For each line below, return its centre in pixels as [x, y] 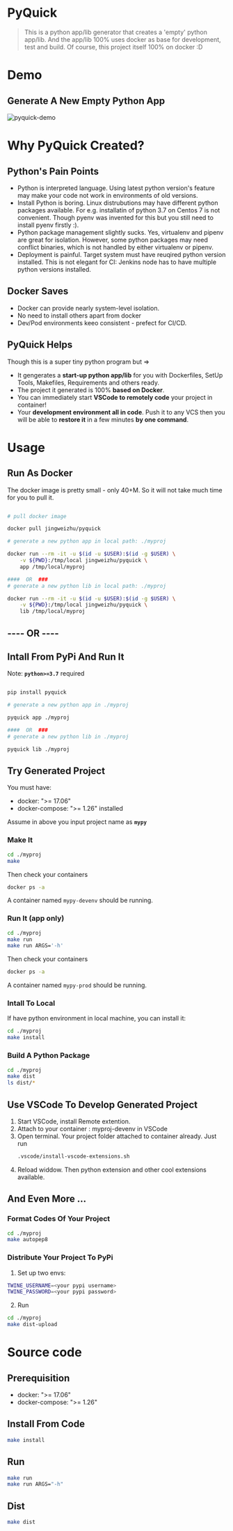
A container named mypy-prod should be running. [77, 985]
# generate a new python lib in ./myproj [68, 736]
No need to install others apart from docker [79, 316]
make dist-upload [32, 1325]
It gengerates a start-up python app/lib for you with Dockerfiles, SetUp [120, 375]
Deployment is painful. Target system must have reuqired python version [121, 254]
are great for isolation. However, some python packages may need [113, 240]
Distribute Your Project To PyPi [60, 1257]
